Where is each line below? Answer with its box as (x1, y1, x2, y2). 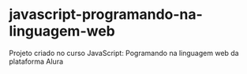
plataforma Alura (9, 57, 64, 66)
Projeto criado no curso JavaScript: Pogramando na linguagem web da (9, 48, 239, 57)
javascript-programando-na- (9, 6, 204, 24)
